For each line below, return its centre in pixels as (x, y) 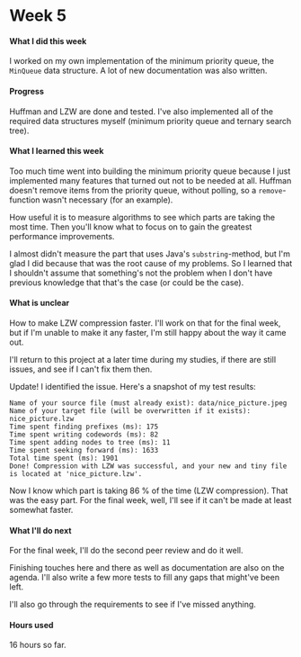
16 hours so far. (38, 645)
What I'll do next (40, 530)
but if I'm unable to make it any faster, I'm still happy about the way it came (148, 333)
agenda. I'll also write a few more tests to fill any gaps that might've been (145, 578)
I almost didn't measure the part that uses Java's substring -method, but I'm (150, 254)
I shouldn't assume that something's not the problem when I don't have (141, 273)
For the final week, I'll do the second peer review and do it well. (126, 551)
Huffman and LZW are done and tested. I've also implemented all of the (142, 111)
